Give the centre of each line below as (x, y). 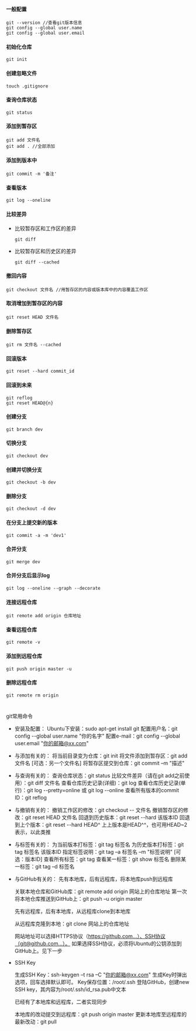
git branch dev (25, 429)
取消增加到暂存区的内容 (34, 303)
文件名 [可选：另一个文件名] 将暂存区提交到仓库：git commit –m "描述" (99, 763)
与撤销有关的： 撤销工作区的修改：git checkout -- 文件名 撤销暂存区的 (99, 810)
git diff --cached (37, 262)
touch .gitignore (27, 86)
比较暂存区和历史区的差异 (45, 251)
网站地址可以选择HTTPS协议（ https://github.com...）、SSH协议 (90, 937)
